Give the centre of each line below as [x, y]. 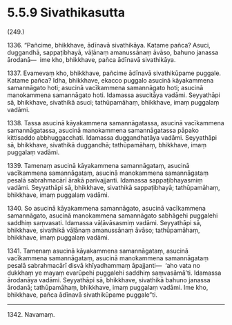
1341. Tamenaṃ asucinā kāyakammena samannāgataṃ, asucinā [98, 251]
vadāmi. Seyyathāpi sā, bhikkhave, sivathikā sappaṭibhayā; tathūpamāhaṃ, [114, 187]
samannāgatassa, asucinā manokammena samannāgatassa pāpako [103, 130]
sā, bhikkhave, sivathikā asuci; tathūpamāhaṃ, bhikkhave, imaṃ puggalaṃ [113, 102]
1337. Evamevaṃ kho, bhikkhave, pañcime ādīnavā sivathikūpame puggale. [114, 73]
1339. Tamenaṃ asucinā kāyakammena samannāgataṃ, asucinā [98, 165]
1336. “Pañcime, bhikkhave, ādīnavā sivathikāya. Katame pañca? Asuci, [109, 45]
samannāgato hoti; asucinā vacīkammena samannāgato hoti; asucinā [105, 87]
